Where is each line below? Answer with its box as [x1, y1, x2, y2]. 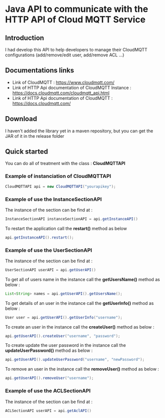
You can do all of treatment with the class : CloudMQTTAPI [5, 161, 126, 167]
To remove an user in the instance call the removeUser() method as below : [5, 366, 159, 372]
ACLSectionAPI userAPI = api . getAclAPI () [5, 408, 92, 413]
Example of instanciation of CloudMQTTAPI [5, 173, 111, 180]
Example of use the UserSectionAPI [5, 247, 92, 253]
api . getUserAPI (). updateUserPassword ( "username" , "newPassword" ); [5, 357, 145, 362]
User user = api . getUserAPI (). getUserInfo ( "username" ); [5, 315, 123, 320]
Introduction [5, 34, 44, 42]
